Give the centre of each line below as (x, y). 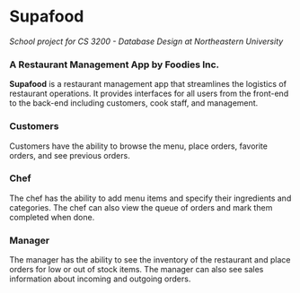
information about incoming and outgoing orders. (100, 279)
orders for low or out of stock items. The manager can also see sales (137, 270)
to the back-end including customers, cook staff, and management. (134, 103)
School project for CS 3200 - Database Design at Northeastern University (146, 41)
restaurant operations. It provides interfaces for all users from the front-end (149, 94)
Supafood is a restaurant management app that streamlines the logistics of (148, 84)
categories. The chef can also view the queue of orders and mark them (141, 207)
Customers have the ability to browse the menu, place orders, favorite (138, 146)
